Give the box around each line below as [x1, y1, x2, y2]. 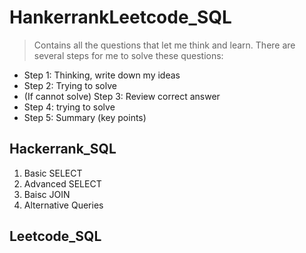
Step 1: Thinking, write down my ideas [23, 69, 181, 81]
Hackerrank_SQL [9, 141, 117, 158]
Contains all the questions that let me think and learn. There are [33, 39, 296, 51]
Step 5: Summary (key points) [23, 111, 147, 123]
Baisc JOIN [23, 188, 71, 200]
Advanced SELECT [23, 177, 102, 190]
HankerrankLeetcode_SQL [9, 6, 232, 29]
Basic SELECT [23, 167, 83, 179]
